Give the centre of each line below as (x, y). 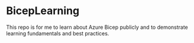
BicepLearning (43, 11)
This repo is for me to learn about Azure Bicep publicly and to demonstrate (97, 27)
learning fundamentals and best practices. (58, 33)
